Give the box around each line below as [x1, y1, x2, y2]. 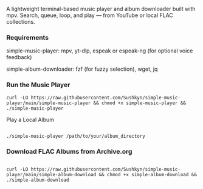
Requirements [6, 33, 49, 41]
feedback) [6, 54, 32, 61]
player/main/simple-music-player [6, 100, 91, 106]
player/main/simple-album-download [6, 171, 97, 177]
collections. [6, 18, 35, 25]
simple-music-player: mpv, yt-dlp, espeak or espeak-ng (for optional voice [6, 47, 193, 54]
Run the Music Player [6, 80, 71, 89]
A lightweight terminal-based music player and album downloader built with [6, 5, 196, 12]
